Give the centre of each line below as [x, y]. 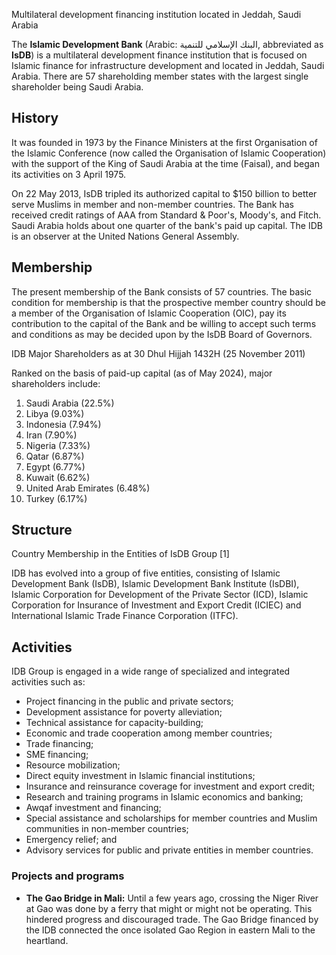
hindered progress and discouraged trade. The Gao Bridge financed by [172, 919]
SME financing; [57, 755]
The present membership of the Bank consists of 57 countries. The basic [162, 291]
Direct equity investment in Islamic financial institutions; [140, 776]
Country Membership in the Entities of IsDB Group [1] [120, 554]
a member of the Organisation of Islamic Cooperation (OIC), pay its [149, 313]
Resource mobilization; [73, 765]
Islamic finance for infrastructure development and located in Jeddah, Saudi [168, 65]
